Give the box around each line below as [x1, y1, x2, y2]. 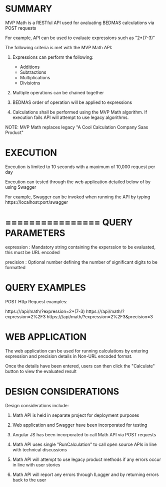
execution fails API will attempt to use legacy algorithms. [12, 114, 129, 120]
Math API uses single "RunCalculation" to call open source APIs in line [12, 441, 157, 447]
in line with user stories [12, 461, 60, 467]
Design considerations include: [5, 402, 69, 408]
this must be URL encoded [5, 249, 60, 255]
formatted [5, 264, 26, 270]
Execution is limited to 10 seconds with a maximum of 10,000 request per [5, 164, 155, 170]
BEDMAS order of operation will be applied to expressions [12, 99, 132, 105]
